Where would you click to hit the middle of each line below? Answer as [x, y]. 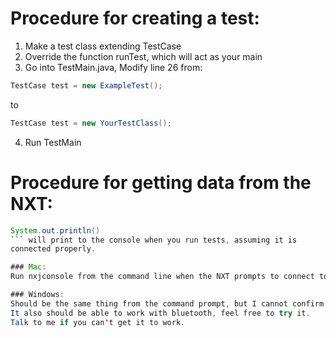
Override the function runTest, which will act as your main [143, 56]
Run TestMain [53, 142]
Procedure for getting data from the [161, 182]
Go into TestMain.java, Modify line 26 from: [113, 67]
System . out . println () [55, 230]
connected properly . [53, 249]
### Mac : [28, 267]
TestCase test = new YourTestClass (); [91, 123]
